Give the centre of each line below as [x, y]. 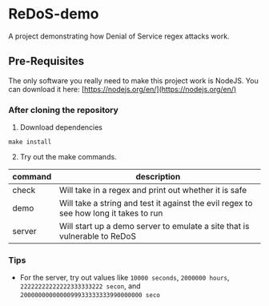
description [158, 177]
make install [30, 142]
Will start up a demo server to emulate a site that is [154, 227]
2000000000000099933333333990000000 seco [90, 296]
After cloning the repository [63, 110]
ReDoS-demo [54, 14]
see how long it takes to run [111, 213]
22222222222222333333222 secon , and [80, 286]
